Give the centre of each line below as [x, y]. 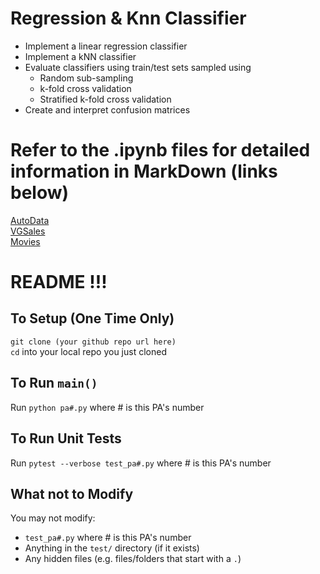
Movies [25, 241]
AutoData [30, 220]
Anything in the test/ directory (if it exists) [112, 548]
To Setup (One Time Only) [92, 318]
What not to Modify [72, 493]
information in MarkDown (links [144, 171]
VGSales [28, 231]
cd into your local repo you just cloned [88, 351]
